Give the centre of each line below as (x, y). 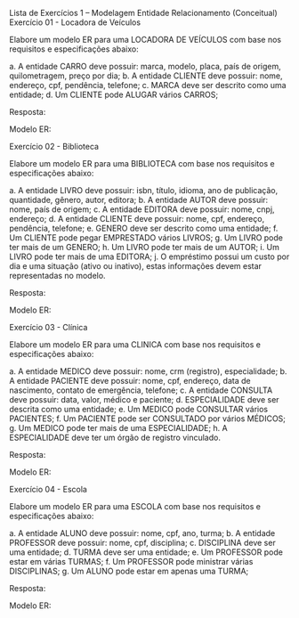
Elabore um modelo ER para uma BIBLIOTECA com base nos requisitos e (142, 163)
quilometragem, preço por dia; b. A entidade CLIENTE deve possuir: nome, (146, 76)
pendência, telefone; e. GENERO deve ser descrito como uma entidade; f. (144, 228)
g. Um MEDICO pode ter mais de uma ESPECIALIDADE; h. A (119, 428)
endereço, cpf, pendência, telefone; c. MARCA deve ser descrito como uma (148, 85)
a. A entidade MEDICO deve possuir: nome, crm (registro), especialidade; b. (148, 371)
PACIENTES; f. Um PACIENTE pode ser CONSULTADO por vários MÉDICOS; (148, 419)
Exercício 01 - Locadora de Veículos (75, 22)
